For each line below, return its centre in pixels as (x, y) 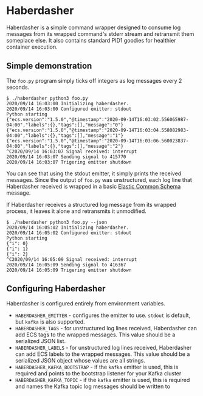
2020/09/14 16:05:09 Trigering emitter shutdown (69, 270)
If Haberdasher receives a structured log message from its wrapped (91, 204)
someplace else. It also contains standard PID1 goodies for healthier (91, 40)
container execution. (32, 47)
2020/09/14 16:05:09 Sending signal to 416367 (66, 265)
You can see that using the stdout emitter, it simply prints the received (94, 173)
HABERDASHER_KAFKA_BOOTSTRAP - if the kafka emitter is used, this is (97, 367)
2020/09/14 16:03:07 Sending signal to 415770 (66, 157)
